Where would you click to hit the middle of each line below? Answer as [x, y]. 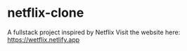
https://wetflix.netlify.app [44, 39]
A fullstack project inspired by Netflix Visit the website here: [94, 32]
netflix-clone [46, 13]
